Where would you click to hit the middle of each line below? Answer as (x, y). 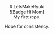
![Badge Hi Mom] (27, 12)
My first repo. (27, 17)
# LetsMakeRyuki (27, 7)
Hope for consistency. (27, 26)
